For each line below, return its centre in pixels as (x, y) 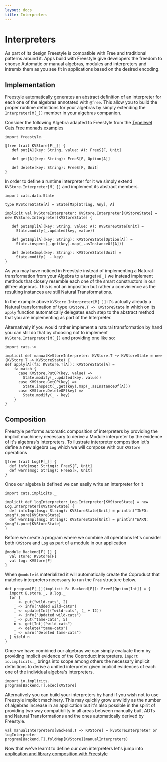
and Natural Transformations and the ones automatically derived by (74, 716)
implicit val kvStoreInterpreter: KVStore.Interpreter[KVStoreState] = (81, 213)
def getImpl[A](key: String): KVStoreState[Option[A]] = (72, 240)
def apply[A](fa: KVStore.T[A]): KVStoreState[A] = (60, 365)
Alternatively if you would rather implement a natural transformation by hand (83, 327)
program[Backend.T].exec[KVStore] (41, 686)
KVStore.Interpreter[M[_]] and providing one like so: (60, 338)
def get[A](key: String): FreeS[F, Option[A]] (61, 159)
